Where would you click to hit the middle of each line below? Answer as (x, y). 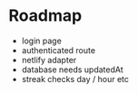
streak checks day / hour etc (75, 79)
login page (42, 41)
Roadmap (45, 16)
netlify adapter (49, 60)
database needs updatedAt (72, 70)
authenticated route (59, 50)
